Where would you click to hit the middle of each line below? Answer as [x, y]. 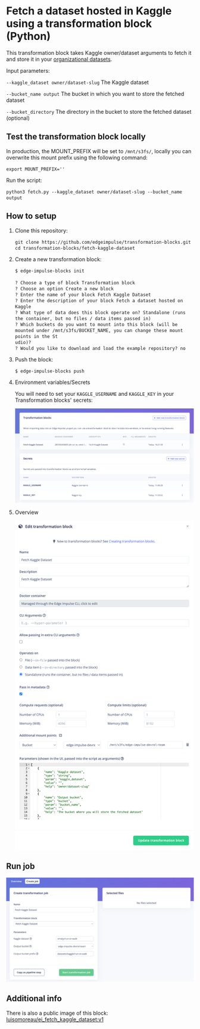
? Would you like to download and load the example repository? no [100, 348]
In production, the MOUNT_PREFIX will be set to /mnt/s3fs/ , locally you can [99, 151]
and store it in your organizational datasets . [59, 59]
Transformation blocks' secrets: [54, 400]
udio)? [23, 342]
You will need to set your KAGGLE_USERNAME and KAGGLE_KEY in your [94, 393]
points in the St [36, 336]
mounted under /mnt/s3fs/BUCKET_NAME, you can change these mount [99, 330]
